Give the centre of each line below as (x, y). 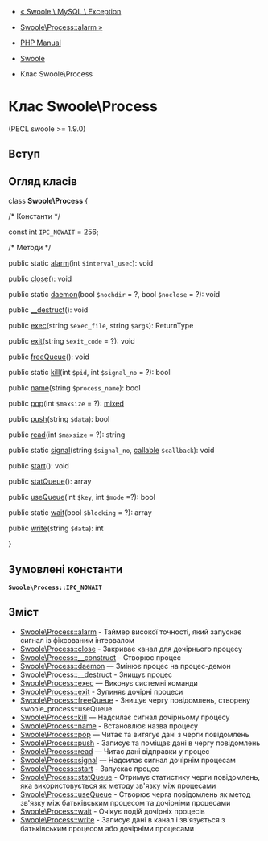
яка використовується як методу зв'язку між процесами (118, 785)
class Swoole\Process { (48, 201)
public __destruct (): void (48, 310)
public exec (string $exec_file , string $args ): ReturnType (101, 326)
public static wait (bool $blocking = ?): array (80, 513)
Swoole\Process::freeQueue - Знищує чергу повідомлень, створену (135, 700)
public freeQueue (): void (49, 357)
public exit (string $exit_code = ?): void (72, 341)
